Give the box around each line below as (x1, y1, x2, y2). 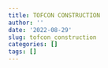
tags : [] (8, 48, 37, 55)
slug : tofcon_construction (8, 33, 97, 41)
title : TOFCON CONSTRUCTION (8, 11, 101, 20)
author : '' (8, 19, 44, 27)
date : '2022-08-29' (8, 26, 73, 34)
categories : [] (8, 41, 58, 48)
